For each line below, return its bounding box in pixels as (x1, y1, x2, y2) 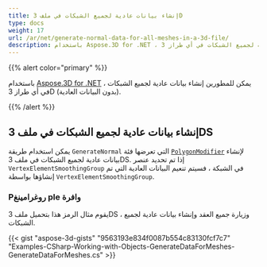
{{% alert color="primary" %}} (8, 63, 108, 72)
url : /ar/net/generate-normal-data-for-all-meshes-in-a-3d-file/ (8, 33, 229, 42)
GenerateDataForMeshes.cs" (8, 250, 103, 260)
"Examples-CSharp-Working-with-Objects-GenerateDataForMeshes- (8, 242, 235, 251)
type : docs (8, 19, 44, 27)
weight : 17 (8, 26, 44, 34)
